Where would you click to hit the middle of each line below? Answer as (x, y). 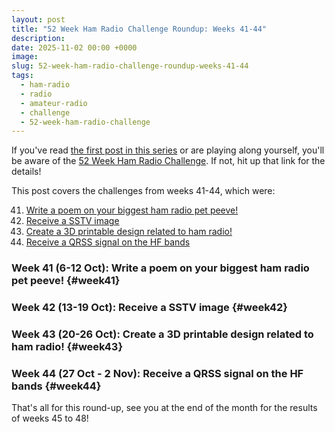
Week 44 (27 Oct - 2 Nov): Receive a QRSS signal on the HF (157, 373)
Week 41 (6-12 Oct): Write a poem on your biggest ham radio (160, 268)
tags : (22, 76)
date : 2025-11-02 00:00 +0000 (74, 47)
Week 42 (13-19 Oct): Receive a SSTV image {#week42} (149, 308)
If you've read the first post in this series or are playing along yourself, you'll (168, 150)
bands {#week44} (56, 386)
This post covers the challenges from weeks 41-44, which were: (143, 191)
